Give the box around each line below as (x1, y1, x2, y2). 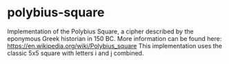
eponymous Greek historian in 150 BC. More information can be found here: (7, 34, 222, 42)
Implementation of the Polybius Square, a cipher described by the (7, 27, 195, 35)
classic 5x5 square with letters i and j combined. (7, 49, 144, 57)
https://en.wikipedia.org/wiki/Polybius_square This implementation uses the (7, 42, 223, 50)
